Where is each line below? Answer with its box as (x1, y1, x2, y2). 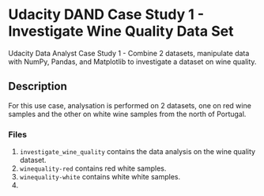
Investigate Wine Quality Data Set (8, 22, 234, 40)
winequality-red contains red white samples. (19, 164, 167, 173)
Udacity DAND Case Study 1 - (8, 6, 205, 24)
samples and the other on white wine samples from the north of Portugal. (8, 109, 247, 119)
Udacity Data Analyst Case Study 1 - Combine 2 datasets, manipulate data (8, 48, 250, 58)
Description (8, 80, 67, 93)
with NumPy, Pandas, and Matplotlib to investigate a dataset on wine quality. (8, 57, 257, 66)
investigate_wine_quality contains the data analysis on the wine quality (19, 147, 255, 156)
